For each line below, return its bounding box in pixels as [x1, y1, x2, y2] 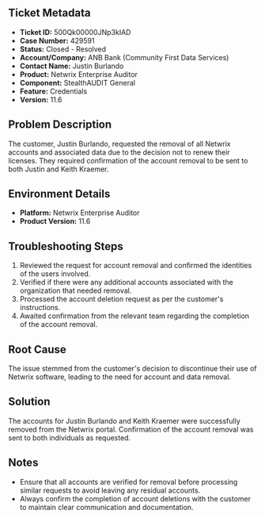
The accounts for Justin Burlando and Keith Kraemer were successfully [8, 416, 241, 425]
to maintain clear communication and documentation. [19, 502, 194, 512]
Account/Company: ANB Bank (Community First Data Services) [19, 52, 229, 62]
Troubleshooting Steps [8, 240, 124, 253]
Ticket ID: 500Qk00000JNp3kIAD [19, 27, 131, 36]
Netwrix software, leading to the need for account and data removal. [8, 372, 232, 382]
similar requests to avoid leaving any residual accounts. [19, 485, 201, 495]
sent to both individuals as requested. [8, 432, 131, 443]
